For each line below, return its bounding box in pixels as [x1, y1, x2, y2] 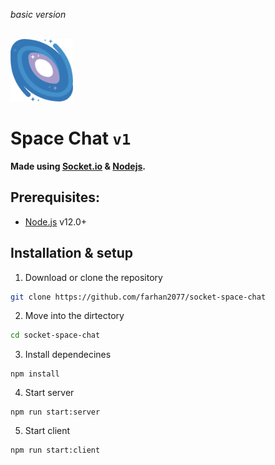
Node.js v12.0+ [24, 215, 88, 228]
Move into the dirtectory [24, 310, 125, 322]
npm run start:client [10, 445, 101, 456]
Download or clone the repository [24, 271, 163, 283]
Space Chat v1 [10, 127, 132, 150]
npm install [10, 369, 60, 379]
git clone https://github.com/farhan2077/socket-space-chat [10, 292, 267, 302]
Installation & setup [10, 245, 133, 262]
